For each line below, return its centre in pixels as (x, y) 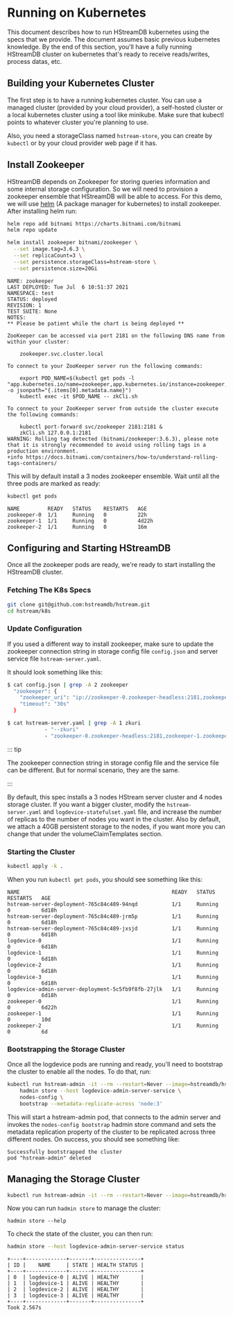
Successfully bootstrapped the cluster (65, 1152)
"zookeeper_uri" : (45, 698)
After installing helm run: (42, 211)
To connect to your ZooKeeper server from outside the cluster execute (113, 408)
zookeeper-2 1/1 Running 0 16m (77, 527)
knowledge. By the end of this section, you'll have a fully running (100, 46)
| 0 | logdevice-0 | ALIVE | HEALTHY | (76, 1277)
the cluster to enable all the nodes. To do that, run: (79, 1072)
